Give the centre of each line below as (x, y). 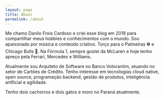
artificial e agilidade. (26, 82)
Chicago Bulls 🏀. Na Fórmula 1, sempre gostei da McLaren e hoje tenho (79, 51)
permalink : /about (24, 19)
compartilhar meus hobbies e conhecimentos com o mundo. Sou (72, 38)
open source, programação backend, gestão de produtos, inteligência (77, 77)
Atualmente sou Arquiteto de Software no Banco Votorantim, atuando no (80, 66)
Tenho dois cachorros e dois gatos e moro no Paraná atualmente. (73, 92)
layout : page (19, 10)
